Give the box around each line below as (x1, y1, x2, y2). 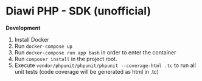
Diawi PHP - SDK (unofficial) (5, 4, 151, 18)
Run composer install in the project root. (14, 55, 117, 62)
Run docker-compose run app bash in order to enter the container (14, 48, 176, 56)
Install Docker (14, 36, 49, 43)
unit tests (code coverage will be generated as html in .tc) (14, 68, 159, 75)
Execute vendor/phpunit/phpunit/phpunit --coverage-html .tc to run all (14, 62, 196, 69)
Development (5, 24, 41, 31)
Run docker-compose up (14, 42, 72, 50)
